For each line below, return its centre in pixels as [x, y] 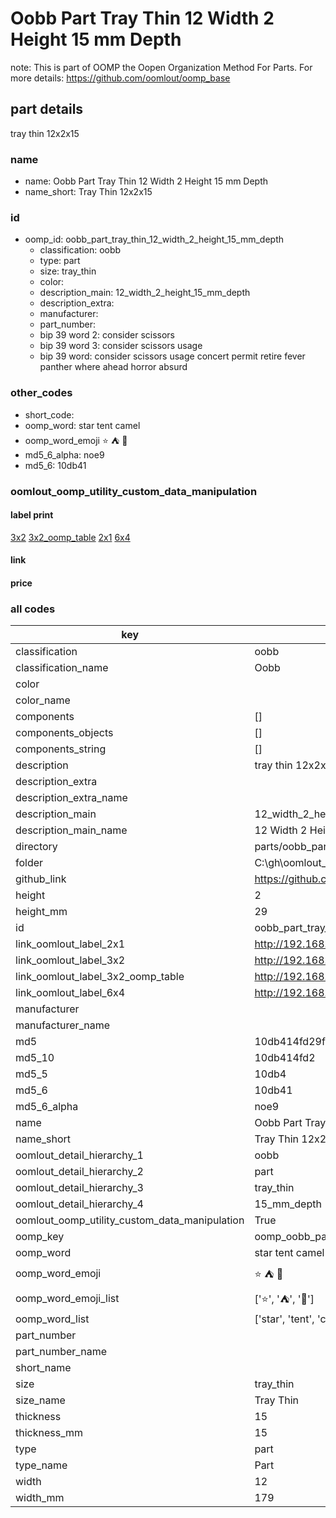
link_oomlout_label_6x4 [70, 993]
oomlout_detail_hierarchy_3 [79, 1188]
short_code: [49, 414]
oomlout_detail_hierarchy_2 [79, 1172]
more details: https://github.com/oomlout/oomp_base [120, 78]
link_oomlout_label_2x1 [70, 944]
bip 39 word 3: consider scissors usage [121, 346]
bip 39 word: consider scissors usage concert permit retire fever [172, 356]
